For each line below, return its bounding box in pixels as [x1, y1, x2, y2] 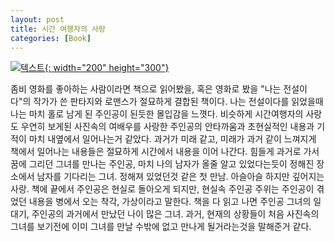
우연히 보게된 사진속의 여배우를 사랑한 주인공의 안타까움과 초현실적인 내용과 [20, 121, 315, 133]
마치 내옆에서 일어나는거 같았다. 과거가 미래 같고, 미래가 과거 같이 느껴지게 [28, 133, 317, 145]
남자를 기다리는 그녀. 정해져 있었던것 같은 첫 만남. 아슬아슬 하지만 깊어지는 [36, 171, 325, 183]
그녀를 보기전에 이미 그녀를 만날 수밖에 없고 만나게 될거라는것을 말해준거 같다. [10, 221, 312, 233]
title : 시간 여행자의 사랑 [10, 24, 106, 34]
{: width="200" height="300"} [44, 62, 170, 74]
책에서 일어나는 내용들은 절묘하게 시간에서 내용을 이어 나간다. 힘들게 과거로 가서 [10, 146, 320, 158]
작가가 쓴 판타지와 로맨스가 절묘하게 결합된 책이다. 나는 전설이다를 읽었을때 [33, 96, 324, 108]
